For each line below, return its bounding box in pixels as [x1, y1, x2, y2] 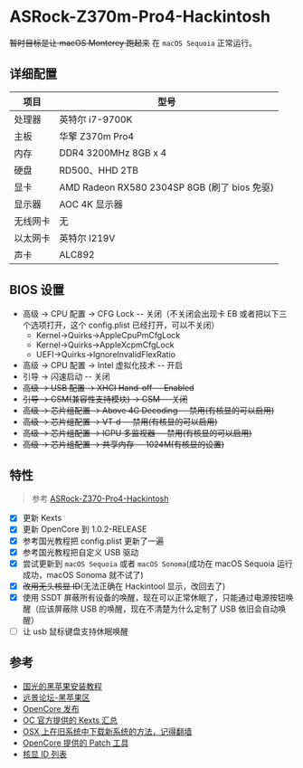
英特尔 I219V [59, 232, 116, 244]
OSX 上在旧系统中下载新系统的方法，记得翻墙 [22, 725, 193, 736]
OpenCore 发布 [22, 703, 80, 714]
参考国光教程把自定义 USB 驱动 [22, 546, 139, 557]
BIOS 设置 [9, 282, 65, 298]
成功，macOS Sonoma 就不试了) [22, 569, 144, 580]
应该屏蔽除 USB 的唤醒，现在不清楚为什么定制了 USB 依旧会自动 [38, 603, 279, 614]
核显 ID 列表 [22, 748, 68, 759]
